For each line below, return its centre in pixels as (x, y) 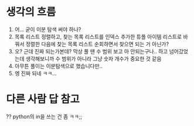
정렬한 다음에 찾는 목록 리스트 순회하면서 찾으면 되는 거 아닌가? (97, 44)
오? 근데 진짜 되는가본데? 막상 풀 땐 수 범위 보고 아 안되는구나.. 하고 (91, 51)
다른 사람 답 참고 (43, 99)
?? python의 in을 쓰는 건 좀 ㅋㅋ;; (44, 116)
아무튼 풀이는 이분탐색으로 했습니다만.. (58, 66)
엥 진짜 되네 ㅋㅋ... (35, 73)
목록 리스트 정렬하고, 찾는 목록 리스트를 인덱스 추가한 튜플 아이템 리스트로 (98, 36)
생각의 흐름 (31, 12)
